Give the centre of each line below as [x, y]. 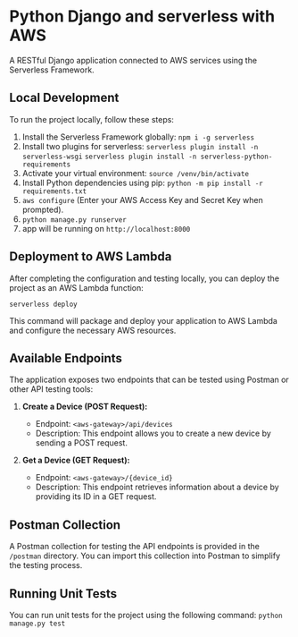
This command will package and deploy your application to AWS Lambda [144, 320]
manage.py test [37, 624]
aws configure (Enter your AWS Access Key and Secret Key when [142, 200]
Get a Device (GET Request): [76, 460]
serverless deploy [43, 304]
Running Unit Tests [63, 594]
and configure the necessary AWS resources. [93, 330]
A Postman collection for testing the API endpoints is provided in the [135, 547]
